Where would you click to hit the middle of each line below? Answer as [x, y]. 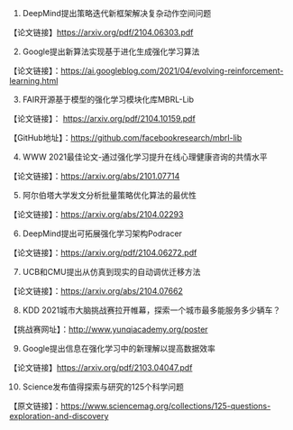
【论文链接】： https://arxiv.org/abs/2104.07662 [96, 291]
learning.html [34, 81]
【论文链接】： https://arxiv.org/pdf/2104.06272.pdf [103, 252]
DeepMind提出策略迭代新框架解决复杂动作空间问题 [117, 13]
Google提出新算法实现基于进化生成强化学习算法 [111, 51]
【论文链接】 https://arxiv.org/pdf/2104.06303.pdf [101, 32]
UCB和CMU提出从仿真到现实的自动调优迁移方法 [111, 272]
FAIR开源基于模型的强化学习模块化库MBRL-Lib [108, 99]
